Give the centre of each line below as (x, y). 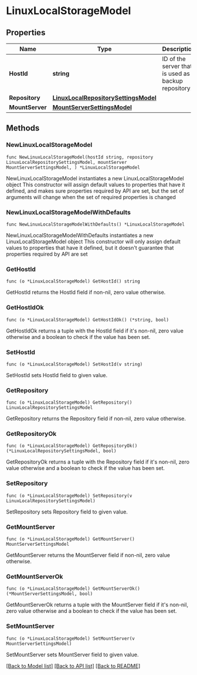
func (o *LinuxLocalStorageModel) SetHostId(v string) (74, 364)
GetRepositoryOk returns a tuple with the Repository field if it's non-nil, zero (98, 462)
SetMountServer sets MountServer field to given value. (72, 654)
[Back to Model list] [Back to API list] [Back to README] (73, 666)
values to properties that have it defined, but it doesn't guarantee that (90, 247)
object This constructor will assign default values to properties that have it (96, 184)
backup (172, 81)
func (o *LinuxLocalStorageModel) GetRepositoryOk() (72, 446)
